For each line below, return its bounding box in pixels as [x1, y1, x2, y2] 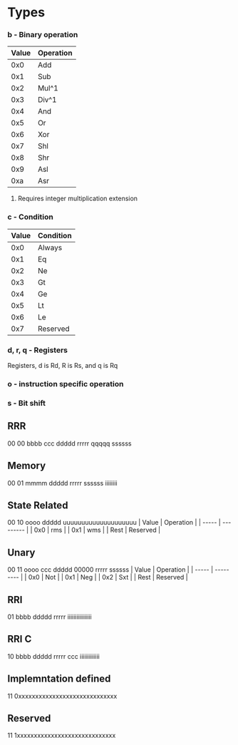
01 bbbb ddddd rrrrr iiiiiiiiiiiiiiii [7, 612, 92, 621]
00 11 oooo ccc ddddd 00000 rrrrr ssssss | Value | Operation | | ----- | [7, 565, 214, 574]
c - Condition [7, 212, 53, 222]
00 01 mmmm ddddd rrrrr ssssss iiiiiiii [7, 478, 118, 487]
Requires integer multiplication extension [17, 194, 138, 203]
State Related [7, 499, 68, 511]
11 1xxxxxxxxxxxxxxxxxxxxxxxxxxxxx [7, 731, 116, 740]
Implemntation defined [7, 673, 111, 685]
